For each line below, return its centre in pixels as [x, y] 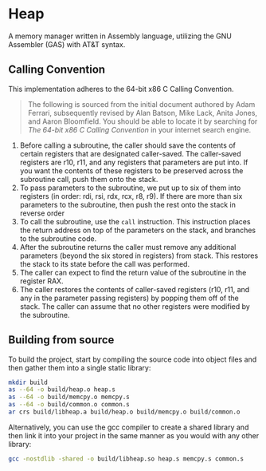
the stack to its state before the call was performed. [104, 263]
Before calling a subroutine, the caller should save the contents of [128, 145]
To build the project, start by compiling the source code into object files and [133, 359]
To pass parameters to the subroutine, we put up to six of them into [130, 188]
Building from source [61, 340]
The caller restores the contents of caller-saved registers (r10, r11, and [135, 289]
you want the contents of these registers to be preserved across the [131, 170]
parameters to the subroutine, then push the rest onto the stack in [128, 204]
